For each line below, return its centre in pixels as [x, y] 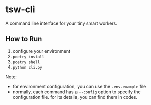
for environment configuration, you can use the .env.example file [79, 86]
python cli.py [27, 67]
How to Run [24, 39]
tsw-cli [20, 9]
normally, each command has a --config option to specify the [77, 92]
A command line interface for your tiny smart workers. [61, 23]
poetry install [28, 57]
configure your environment [41, 51]
